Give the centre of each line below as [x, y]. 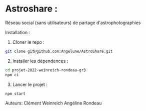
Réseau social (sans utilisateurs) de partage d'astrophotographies [73, 23]
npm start [15, 93]
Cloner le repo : [28, 42]
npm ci [12, 75]
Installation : [18, 32]
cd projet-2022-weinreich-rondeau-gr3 [45, 70]
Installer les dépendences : [40, 61]
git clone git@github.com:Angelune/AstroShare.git [59, 51]
